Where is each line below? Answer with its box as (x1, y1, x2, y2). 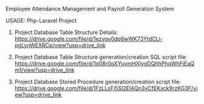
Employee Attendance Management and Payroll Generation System (5, 5, 174, 12)
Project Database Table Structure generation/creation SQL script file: (14, 54, 188, 60)
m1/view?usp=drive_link (14, 66, 75, 74)
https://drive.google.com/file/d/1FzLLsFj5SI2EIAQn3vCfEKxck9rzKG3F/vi (14, 85, 198, 92)
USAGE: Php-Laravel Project (5, 17, 77, 24)
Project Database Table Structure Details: (14, 29, 118, 36)
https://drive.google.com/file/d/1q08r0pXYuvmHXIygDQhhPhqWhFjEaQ (14, 60, 195, 67)
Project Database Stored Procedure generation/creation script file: (14, 78, 181, 85)
